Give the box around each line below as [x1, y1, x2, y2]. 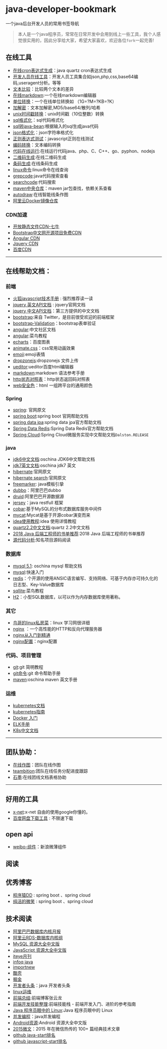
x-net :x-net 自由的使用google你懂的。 [12, 809, 91, 815]
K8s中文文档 [12, 727, 39, 733]
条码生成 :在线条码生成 [12, 160, 58, 166]
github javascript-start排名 [12, 1038, 67, 1044]
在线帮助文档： [5, 267, 52, 276]
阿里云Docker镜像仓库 [12, 198, 58, 204]
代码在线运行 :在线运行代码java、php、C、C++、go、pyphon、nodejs [12, 148, 155, 154]
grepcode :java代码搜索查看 [12, 173, 69, 179]
